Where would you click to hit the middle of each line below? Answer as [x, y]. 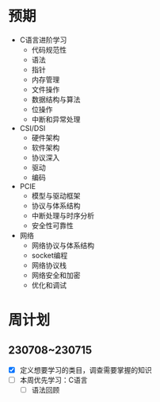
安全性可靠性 [52, 225]
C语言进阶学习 [43, 40]
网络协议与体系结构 [63, 245]
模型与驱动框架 [56, 195]
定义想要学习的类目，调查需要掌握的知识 [86, 369]
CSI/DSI [32, 128]
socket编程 [50, 255]
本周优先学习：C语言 [54, 380]
